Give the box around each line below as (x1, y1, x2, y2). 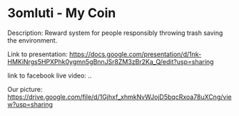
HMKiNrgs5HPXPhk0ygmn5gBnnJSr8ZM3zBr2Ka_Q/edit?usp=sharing (7, 57, 214, 65)
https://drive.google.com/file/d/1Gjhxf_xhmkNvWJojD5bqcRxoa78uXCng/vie (7, 93, 232, 101)
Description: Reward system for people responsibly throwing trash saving (7, 28, 223, 37)
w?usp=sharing (7, 100, 54, 108)
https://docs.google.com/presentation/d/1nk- (68, 50, 202, 58)
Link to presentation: (7, 50, 68, 58)
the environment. (7, 36, 58, 44)
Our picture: (7, 85, 43, 93)
